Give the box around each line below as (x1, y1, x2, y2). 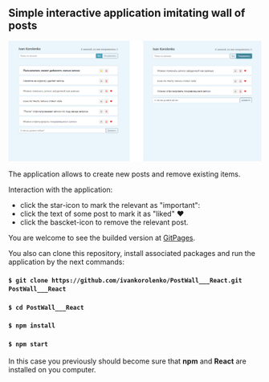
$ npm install (8, 322, 56, 330)
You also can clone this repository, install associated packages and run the (8, 248, 255, 258)
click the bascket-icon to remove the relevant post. (19, 217, 189, 227)
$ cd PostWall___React (8, 303, 84, 311)
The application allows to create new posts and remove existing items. (8, 169, 241, 179)
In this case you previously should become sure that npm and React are (8, 356, 247, 366)
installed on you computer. (8, 365, 96, 375)
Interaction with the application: (8, 185, 113, 194)
